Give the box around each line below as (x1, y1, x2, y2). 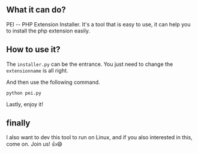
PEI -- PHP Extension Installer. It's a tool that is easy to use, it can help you (6, 20, 191, 28)
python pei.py (6, 90, 42, 96)
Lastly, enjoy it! (6, 100, 44, 107)
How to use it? (6, 44, 61, 55)
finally (6, 118, 31, 128)
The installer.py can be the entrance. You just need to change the (6, 60, 173, 68)
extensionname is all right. (6, 67, 68, 74)
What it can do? (6, 5, 66, 15)
